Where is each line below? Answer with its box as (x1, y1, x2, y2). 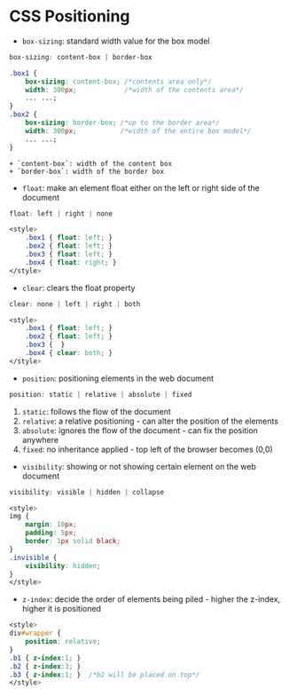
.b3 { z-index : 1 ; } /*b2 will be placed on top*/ (9, 670, 200, 679)
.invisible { (9, 553, 58, 562)
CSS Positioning (9, 6, 130, 27)
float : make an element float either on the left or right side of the (21, 182, 260, 193)
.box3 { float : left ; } (25, 250, 113, 259)
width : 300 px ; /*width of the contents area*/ (25, 85, 244, 94)
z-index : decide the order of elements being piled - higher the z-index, (21, 594, 281, 605)
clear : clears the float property (21, 282, 136, 293)
